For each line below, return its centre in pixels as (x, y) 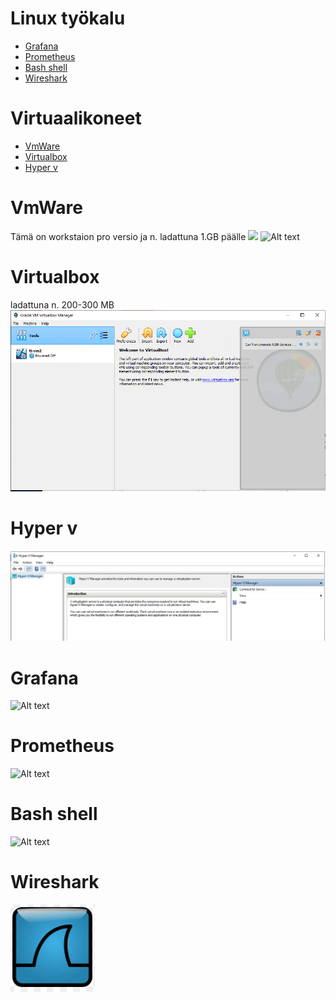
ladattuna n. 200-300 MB (62, 304)
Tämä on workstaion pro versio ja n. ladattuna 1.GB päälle (128, 236)
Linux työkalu (68, 18)
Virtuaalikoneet (76, 118)
